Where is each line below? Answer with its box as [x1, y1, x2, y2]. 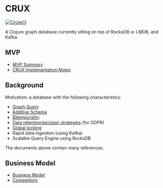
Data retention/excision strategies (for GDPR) [12, 119, 105, 125]
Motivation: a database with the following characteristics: [5, 94, 122, 100]
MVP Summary [12, 61, 43, 67]
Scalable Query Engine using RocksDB [12, 135, 91, 141]
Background [5, 81, 43, 89]
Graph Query [12, 104, 39, 110]
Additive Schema [12, 109, 47, 115]
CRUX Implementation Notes [12, 67, 71, 73]
